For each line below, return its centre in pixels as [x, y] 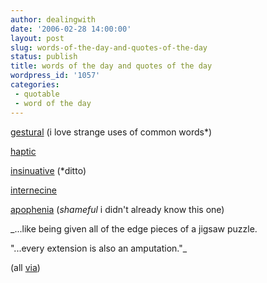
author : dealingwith [53, 19]
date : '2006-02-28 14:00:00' [71, 29]
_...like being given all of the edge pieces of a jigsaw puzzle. [134, 228]
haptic [23, 151]
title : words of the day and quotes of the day [111, 66]
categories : [35, 85]
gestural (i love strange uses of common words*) [111, 132]
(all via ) [25, 267]
